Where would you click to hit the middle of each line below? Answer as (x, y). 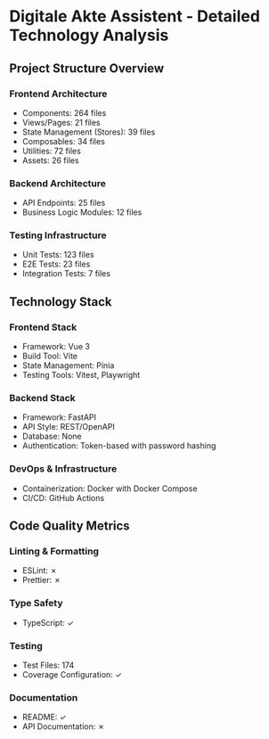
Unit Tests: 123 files (58, 255)
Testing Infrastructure (58, 235)
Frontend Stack (43, 327)
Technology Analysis (89, 35)
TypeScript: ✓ (48, 622)
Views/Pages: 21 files (61, 122)
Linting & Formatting (54, 552)
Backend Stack (42, 398)
